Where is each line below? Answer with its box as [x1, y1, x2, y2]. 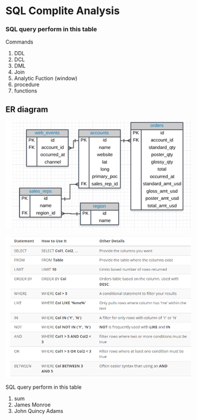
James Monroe [14, 401, 51, 408]
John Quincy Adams [14, 408, 64, 415]
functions [14, 87, 38, 95]
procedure [14, 81, 40, 88]
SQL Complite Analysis [5, 4, 120, 18]
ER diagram [5, 104, 48, 114]
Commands [5, 38, 34, 45]
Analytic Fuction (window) [14, 75, 78, 82]
